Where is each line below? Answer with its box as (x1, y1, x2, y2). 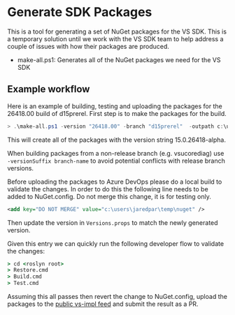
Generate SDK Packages (7, 4, 152, 20)
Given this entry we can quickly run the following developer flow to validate (7, 239, 225, 248)
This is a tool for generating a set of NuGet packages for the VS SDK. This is (7, 27, 227, 36)
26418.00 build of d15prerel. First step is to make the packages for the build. (7, 109, 227, 117)
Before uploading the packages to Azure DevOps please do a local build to (7, 177, 222, 186)
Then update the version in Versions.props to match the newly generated (7, 218, 218, 227)
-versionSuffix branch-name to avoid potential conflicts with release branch (7, 156, 225, 165)
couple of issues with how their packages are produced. (7, 42, 170, 50)
